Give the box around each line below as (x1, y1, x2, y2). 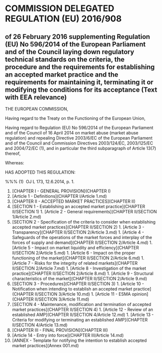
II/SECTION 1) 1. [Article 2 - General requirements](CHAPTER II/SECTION (12, 209, 157, 214)
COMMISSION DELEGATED (5, 3, 115, 14)
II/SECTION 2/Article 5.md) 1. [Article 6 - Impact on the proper (12, 250, 135, 256)
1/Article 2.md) (12, 214, 42, 220)
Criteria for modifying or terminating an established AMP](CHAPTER (12, 317, 148, 322)
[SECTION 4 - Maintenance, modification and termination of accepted (12, 302, 151, 307)
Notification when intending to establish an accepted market (12, 286, 133, 291)
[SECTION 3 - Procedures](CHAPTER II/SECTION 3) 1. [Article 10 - (12, 281, 144, 287)
